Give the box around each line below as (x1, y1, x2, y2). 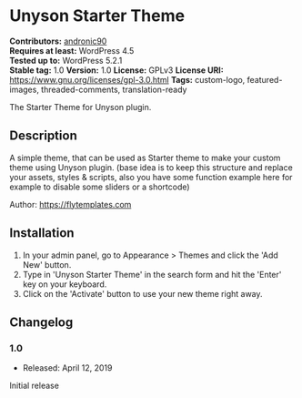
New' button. (22, 259, 72, 270)
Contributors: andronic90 (9, 36, 107, 46)
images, (9, 84, 39, 95)
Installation (9, 225, 75, 241)
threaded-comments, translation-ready (40, 84, 187, 95)
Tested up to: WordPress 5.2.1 (9, 55, 123, 66)
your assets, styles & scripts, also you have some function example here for (9, 171, 293, 182)
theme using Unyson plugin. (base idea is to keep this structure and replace (9, 161, 293, 173)
